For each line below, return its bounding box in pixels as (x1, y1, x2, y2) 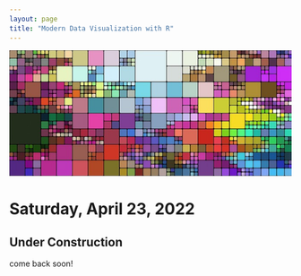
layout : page (9, 14, 58, 23)
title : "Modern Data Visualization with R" (9, 23, 175, 33)
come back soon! (9, 258, 73, 269)
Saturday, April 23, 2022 (9, 199, 195, 220)
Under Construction (9, 234, 123, 250)
